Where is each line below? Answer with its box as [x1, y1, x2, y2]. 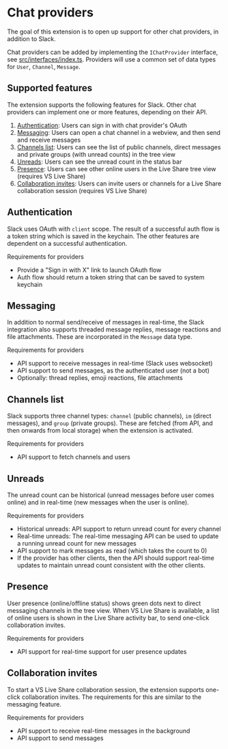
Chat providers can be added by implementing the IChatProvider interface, [7, 48, 218, 56]
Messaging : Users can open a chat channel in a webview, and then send [16, 128, 220, 136]
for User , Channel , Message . [7, 62, 81, 71]
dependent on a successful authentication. [7, 239, 128, 247]
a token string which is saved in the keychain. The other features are [7, 231, 199, 240]
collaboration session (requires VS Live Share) [16, 186, 147, 194]
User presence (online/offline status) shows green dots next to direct [7, 599, 201, 607]
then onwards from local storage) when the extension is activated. [7, 427, 193, 435]
